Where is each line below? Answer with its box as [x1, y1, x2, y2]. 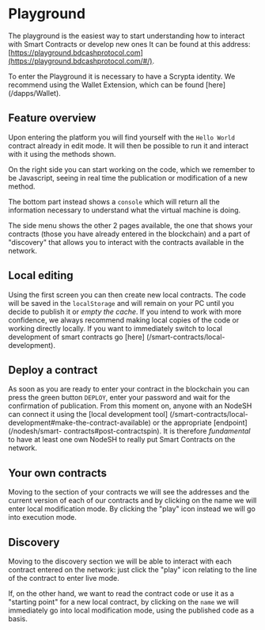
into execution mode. [8, 513, 78, 522]
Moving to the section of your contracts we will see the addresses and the [8, 487, 250, 497]
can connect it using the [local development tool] [8, 410, 168, 419]
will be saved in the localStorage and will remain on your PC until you [8, 298, 235, 307]
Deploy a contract [8, 363, 98, 376]
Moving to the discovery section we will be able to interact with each [8, 556, 232, 566]
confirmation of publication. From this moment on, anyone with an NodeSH [8, 401, 252, 410]
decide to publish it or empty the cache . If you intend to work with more [8, 307, 242, 316]
